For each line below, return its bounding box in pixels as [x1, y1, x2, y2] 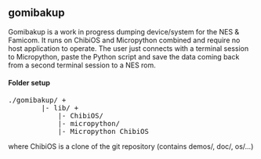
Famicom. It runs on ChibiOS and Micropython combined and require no [8, 35, 241, 45]
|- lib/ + [41, 103, 79, 113]
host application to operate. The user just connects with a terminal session [8, 43, 249, 53]
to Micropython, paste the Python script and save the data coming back [8, 52, 240, 61]
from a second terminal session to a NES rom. [8, 60, 157, 70]
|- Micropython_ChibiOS [57, 127, 149, 136]
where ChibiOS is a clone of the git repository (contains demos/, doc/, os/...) [8, 142, 254, 151]
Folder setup [8, 78, 51, 88]
